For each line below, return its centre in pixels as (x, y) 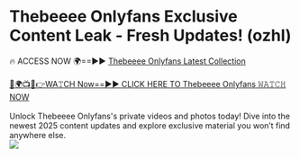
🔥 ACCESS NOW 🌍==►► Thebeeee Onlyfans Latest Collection (127, 61)
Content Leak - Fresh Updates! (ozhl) (150, 35)
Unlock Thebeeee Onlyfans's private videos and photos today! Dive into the (150, 116)
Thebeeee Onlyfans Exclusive (123, 17)
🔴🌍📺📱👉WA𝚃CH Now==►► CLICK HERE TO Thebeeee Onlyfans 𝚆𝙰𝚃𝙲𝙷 (148, 83)
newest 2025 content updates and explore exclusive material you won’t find (150, 125)
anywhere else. (37, 135)
